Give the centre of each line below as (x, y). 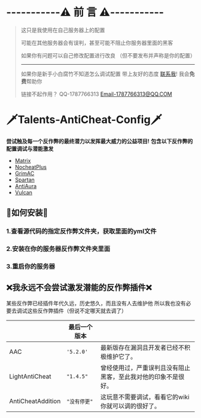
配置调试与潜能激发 (30, 149)
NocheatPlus (31, 167)
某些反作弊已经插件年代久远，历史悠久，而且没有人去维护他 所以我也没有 (96, 303)
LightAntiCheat (30, 376)
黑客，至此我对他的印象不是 (140, 377)
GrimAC (25, 173)
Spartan (25, 180)
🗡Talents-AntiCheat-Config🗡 (84, 120)
